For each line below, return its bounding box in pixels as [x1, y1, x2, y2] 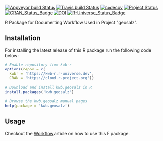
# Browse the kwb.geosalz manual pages [5, 98, 88, 104]
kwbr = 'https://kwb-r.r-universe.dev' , [9, 71, 94, 76]
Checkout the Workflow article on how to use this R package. [5, 130, 130, 136]
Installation [5, 34, 41, 42]
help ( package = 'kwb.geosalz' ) [5, 103, 70, 108]
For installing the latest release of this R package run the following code [5, 47, 152, 53]
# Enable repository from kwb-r [5, 62, 72, 67]
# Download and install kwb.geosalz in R [5, 85, 92, 90]
